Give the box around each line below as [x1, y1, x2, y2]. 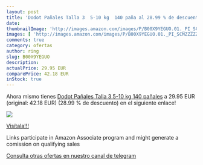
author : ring [6, 48, 39, 54]
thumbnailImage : [6, 25, 47, 32]
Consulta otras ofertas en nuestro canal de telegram [6, 152, 137, 160]
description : [6, 59, 39, 65]
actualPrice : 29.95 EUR [6, 65, 66, 71]
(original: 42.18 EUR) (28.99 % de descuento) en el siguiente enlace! [6, 99, 176, 106]
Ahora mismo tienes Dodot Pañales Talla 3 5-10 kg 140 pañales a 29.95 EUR [6, 93, 195, 100]
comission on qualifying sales [6, 140, 80, 148]
